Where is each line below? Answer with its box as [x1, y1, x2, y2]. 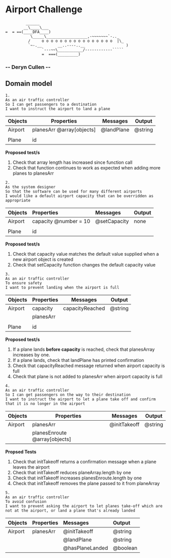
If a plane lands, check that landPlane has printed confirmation [12, 357, 144, 363]
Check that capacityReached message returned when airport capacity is [12, 362, 165, 369]
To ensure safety [5, 280, 42, 285]
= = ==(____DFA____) [5, 29, 51, 34]
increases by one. [12, 351, 50, 358]
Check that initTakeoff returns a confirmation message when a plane [12, 458, 157, 465]
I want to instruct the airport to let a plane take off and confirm [5, 397, 156, 402]
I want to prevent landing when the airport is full [5, 285, 120, 290]
